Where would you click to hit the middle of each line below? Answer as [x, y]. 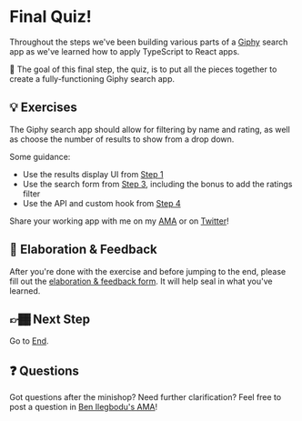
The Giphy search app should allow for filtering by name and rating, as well [150, 129]
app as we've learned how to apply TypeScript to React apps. [125, 51]
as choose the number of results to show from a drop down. [122, 139]
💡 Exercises [43, 108]
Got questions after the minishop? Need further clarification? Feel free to [146, 397]
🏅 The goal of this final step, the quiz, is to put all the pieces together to [143, 69]
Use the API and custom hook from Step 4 [101, 203]
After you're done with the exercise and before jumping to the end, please [148, 271]
